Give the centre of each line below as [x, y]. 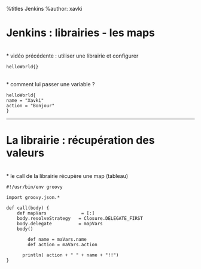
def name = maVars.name [57, 239]
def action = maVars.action [63, 244]
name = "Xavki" [25, 100]
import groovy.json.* [33, 197]
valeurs [25, 153]
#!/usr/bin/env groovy [34, 187]
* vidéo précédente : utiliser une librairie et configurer [72, 56]
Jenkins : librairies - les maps [81, 33]
